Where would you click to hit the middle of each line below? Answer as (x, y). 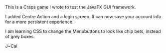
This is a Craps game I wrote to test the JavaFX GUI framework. (71, 7)
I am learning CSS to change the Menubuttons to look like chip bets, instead (83, 31)
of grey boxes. (20, 37)
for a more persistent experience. (39, 22)
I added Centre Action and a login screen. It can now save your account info (83, 16)
